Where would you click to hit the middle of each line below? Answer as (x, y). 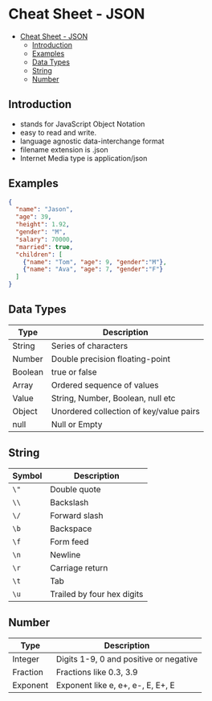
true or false (74, 371)
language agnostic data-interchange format (92, 141)
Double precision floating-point (111, 359)
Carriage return (79, 567)
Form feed (69, 541)
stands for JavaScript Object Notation (82, 124)
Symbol (27, 475)
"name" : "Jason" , (45, 209)
